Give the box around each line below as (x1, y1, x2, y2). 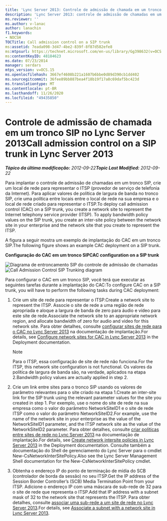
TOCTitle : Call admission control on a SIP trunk (5, 40, 111, 45)
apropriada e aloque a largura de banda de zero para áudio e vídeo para (12, 307, 161, 314)
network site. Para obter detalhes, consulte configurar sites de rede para (12, 323, 162, 329)
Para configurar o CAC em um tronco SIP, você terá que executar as (5, 277, 145, 283)
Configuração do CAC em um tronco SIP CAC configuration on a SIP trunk (5, 252, 160, 258)
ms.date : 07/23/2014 (5, 58, 48, 63)
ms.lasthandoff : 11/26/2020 (5, 91, 64, 96)
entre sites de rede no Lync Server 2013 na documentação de (12, 432, 140, 438)
